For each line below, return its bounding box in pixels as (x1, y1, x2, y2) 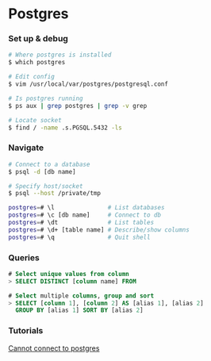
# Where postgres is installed (8, 51, 112, 60)
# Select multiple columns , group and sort (8, 291, 155, 300)
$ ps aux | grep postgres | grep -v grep (8, 102, 148, 109)
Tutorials (8, 325, 44, 336)
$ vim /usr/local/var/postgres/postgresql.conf (8, 80, 169, 88)
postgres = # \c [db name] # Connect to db (8, 211, 161, 219)
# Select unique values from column (8, 270, 129, 278)
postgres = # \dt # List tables (8, 219, 155, 227)
